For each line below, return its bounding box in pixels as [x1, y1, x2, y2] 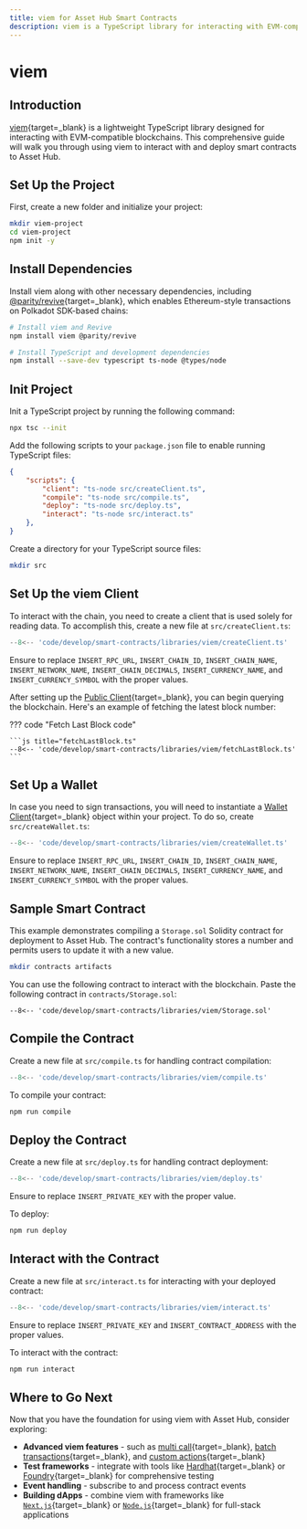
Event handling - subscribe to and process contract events [22, 1481, 247, 1492]
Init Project [9, 381, 73, 397]
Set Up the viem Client [9, 586, 139, 602]
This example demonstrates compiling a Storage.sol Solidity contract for [9, 925, 284, 936]
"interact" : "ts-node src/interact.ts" [42, 510, 195, 519]
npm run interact [9, 1365, 76, 1374]
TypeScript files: [9, 449, 71, 460]
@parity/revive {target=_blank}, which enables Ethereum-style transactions [9, 295, 291, 306]
